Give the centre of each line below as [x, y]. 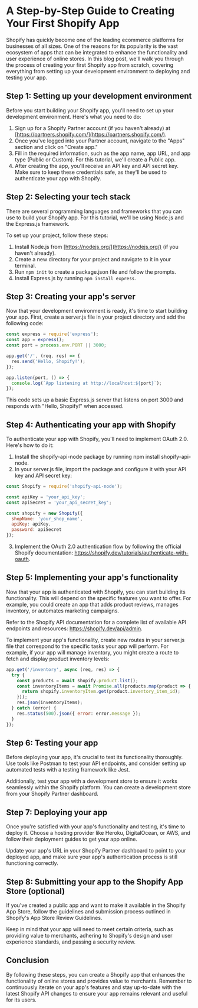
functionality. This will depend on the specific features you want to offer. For [99, 598]
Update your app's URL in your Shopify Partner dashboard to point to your [96, 851]
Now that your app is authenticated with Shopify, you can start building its [96, 592]
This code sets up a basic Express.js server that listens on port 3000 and [95, 400]
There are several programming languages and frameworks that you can [94, 211]
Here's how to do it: [30, 445]
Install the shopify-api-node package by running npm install [87, 457]
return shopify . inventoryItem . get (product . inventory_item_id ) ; [101, 692]
